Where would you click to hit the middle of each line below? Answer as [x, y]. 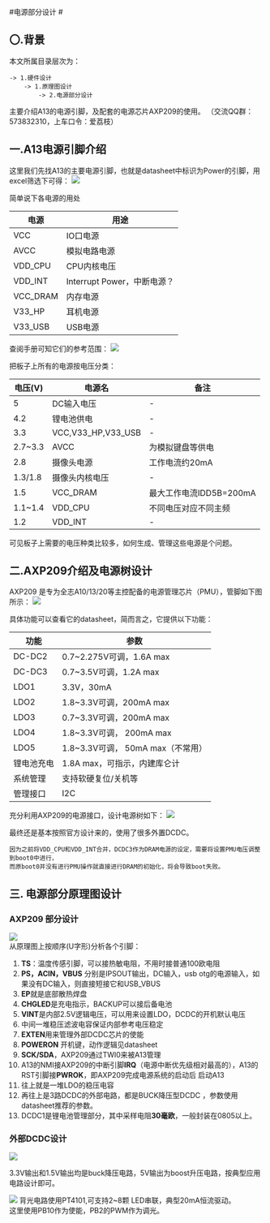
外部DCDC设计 [38, 1139]
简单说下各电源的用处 [45, 198]
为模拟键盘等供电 [181, 447]
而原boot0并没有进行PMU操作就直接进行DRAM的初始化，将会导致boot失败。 [117, 867]
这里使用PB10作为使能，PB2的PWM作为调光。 [87, 1211]
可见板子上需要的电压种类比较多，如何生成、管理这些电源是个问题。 [123, 543]
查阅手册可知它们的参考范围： [59, 348]
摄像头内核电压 [81, 477]
